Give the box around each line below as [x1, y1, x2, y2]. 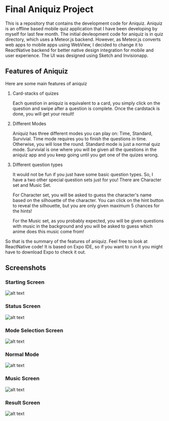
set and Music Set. [12, 182, 51, 188]
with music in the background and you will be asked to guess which [12, 223, 153, 229]
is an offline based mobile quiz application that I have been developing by [5, 25, 157, 31]
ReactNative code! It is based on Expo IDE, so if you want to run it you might [5, 243, 163, 249]
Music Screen [5, 375, 40, 382]
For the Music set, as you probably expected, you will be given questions [12, 218, 164, 224]
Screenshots [5, 264, 46, 272]
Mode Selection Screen [5, 327, 64, 334]
